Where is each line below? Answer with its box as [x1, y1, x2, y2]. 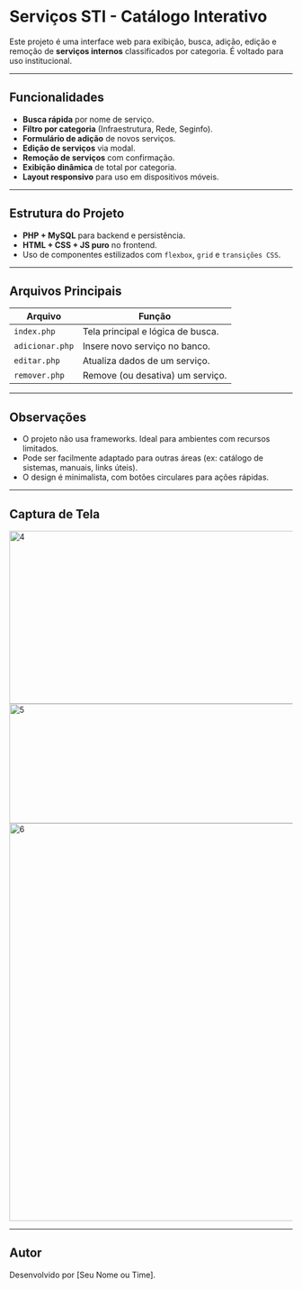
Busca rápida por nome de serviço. [22, 114, 155, 124]
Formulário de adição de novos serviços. [22, 133, 176, 143]
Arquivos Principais [9, 283, 122, 298]
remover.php [13, 370, 66, 380]
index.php [13, 326, 56, 337]
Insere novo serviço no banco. [82, 340, 211, 352]
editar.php [13, 356, 60, 366]
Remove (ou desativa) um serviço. [82, 370, 227, 382]
